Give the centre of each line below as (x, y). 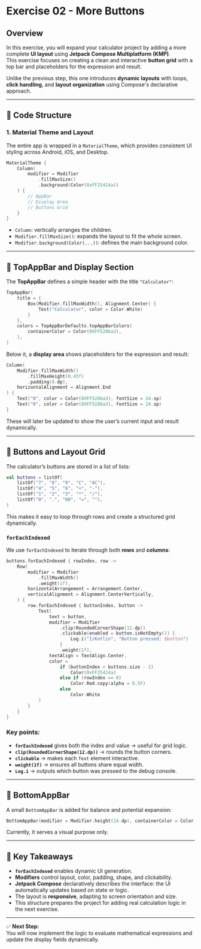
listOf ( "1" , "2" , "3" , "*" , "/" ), (60, 494)
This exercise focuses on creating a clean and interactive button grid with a (100, 60)
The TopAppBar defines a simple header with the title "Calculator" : (90, 282)
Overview (25, 33)
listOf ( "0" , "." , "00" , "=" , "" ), (60, 500)
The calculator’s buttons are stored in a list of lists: (68, 466)
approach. (19, 91)
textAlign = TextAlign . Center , (88, 655)
